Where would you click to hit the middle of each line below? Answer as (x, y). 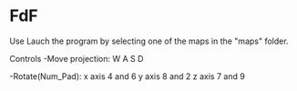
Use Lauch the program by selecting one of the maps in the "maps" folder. (149, 41)
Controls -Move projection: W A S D (77, 58)
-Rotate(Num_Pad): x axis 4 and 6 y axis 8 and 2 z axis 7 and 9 (128, 76)
